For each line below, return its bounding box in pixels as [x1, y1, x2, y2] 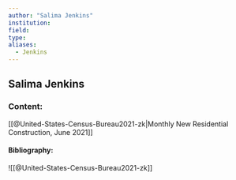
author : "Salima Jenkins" [8, 11, 93, 20]
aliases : [8, 41, 37, 49]
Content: [8, 101, 43, 112]
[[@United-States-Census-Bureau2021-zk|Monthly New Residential [8, 119, 229, 129]
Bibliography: [8, 145, 54, 155]
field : [8, 26, 30, 34]
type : [8, 33, 26, 42]
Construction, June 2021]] [8, 127, 93, 137]
